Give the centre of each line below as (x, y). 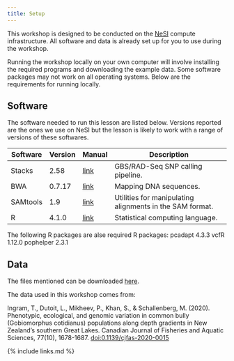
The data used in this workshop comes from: (71, 295)
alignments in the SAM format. (164, 206)
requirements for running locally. (54, 84)
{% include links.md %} (41, 351)
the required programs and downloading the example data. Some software (114, 69)
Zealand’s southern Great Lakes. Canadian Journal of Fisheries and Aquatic (116, 330)
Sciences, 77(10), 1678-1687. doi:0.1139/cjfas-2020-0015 (88, 338)
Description (169, 155)
